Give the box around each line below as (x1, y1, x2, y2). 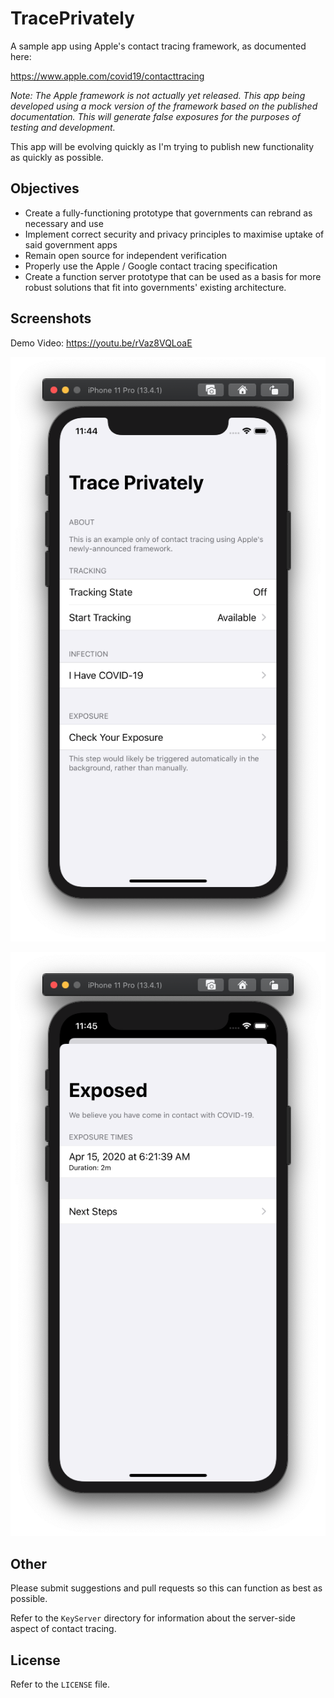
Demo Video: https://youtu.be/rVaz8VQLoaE (10, 337, 193, 349)
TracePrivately (10, 7, 135, 30)
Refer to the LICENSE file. (10, 1678, 111, 1691)
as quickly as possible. (10, 151, 104, 163)
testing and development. (10, 121, 116, 133)
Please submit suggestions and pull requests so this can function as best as (10, 1582, 323, 1594)
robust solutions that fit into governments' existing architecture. (24, 281, 287, 293)
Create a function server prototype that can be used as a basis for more (24, 270, 322, 282)
